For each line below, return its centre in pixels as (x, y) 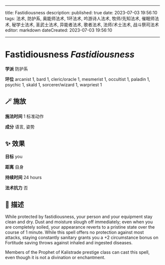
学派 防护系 (16, 69)
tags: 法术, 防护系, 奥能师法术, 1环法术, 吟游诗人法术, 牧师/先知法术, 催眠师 (80, 18)
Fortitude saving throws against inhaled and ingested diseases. (69, 243)
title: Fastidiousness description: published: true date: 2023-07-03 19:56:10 (81, 13)
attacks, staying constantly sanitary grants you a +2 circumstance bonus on (82, 238)
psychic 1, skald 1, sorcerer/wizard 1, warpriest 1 (54, 84)
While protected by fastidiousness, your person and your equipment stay (79, 217)
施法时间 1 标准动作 (25, 116)
